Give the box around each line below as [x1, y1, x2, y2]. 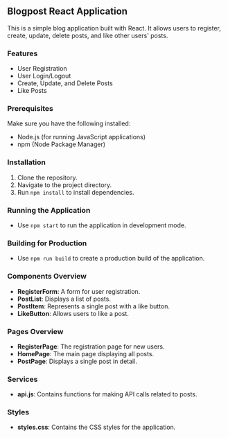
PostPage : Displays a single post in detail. [17, 357, 137, 365]
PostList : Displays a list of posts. [17, 295, 111, 303]
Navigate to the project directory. [17, 180, 112, 189]
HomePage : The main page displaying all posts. [17, 349, 155, 358]
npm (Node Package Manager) [17, 140, 106, 148]
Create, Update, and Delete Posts [17, 79, 113, 87]
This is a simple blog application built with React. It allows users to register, [7, 24, 222, 32]
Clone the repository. [17, 173, 78, 182]
